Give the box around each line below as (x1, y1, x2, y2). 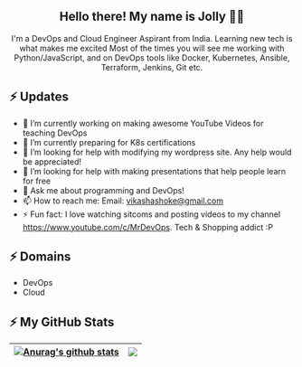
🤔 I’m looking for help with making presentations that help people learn (22, 165, 287, 176)
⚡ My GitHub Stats (9, 314, 115, 330)
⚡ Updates (9, 89, 70, 105)
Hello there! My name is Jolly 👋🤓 (59, 9, 245, 24)
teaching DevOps (22, 127, 88, 138)
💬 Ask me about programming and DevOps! (22, 184, 185, 195)
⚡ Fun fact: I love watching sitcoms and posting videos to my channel (22, 209, 281, 220)
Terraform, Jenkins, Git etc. (100, 61, 203, 72)
